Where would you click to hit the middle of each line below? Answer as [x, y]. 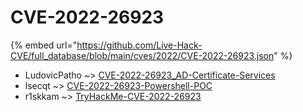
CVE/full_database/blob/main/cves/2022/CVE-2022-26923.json [142, 55]
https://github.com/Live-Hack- [139, 45]
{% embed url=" [44, 45]
